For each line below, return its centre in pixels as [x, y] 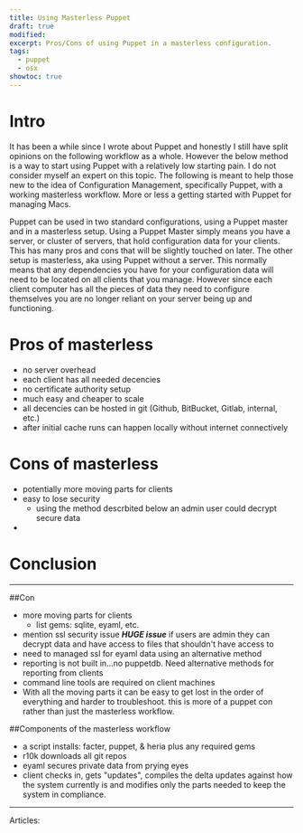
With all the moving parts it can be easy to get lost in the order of [143, 692]
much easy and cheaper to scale [83, 398]
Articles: [25, 820]
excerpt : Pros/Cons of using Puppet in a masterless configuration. [141, 43]
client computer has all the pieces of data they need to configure [129, 289]
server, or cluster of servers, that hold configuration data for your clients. [145, 241]
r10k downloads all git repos [74, 755]
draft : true [32, 26]
